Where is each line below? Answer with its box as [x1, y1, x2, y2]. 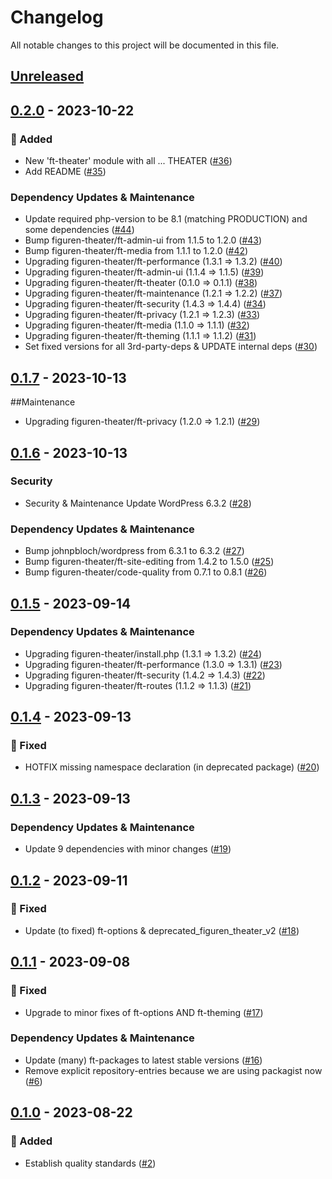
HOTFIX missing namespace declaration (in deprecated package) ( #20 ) [24, 761, 320, 773]
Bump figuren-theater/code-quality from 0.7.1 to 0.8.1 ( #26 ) [24, 566, 268, 578]
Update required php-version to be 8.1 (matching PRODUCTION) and [24, 213, 308, 225]
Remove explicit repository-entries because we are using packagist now [24, 1064, 323, 1076]
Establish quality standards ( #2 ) [24, 1157, 157, 1169]
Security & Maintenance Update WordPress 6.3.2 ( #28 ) [24, 497, 252, 509]
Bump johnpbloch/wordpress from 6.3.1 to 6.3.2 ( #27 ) [24, 545, 245, 557]
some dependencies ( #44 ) [24, 224, 135, 236]
